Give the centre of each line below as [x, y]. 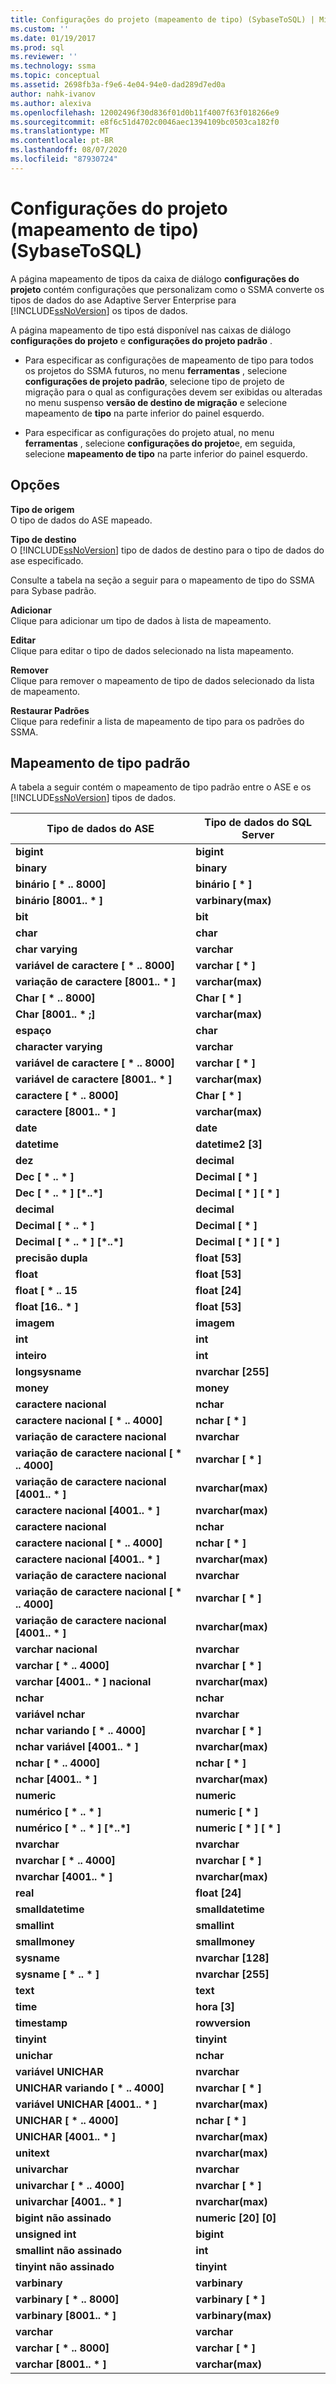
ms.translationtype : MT [60, 131]
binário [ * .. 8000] [61, 884]
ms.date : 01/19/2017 [53, 38]
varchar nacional [56, 1649]
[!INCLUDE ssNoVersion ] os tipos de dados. [99, 310]
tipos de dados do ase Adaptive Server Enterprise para [123, 300]
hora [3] [215, 2007]
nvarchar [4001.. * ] [64, 1877]
